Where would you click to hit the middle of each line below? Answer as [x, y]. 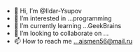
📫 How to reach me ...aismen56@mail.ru [73, 41]
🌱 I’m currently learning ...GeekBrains [68, 26]
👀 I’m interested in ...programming [63, 18]
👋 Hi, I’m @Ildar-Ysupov [48, 11]
